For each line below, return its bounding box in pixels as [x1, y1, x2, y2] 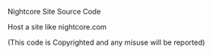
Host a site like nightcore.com [7, 22, 107, 31]
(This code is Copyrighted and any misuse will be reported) [7, 37, 206, 47]
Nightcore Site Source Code [7, 7, 101, 16]
